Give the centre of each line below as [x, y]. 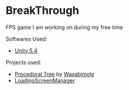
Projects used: [24, 62]
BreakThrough [42, 11]
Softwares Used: [27, 39]
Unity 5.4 [26, 50]
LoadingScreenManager [45, 80]
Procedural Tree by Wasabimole [54, 74]
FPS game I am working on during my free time [64, 27]
